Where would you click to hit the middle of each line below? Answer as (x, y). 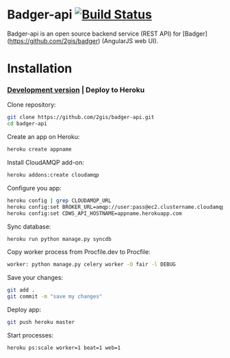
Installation (40, 69)
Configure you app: (34, 188)
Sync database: (29, 227)
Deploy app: (24, 310)
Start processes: (30, 335)
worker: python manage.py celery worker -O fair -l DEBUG (91, 265)
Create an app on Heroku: (43, 137)
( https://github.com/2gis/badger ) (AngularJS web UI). (83, 40)
